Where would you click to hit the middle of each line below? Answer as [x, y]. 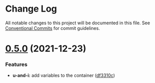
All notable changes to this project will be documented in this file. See [78, 23]
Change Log [31, 9]
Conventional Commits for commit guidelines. [53, 28]
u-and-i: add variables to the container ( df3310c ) [64, 75]
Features [16, 65]
